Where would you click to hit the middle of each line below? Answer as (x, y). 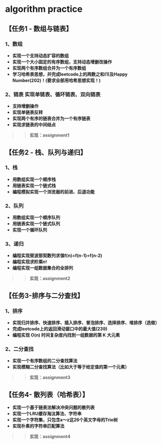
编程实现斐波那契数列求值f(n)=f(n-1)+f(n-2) (57, 255)
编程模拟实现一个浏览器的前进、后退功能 (53, 192)
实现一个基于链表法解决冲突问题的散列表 (53, 407)
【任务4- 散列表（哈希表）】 (47, 395)
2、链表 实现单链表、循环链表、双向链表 (53, 94)
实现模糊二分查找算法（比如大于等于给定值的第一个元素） (71, 367)
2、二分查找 (20, 349)
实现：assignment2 (50, 279)
